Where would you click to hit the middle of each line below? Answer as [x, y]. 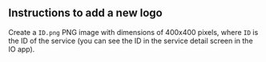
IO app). [22, 49]
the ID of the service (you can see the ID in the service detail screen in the [131, 41]
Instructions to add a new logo [85, 13]
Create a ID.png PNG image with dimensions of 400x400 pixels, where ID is [133, 32]
